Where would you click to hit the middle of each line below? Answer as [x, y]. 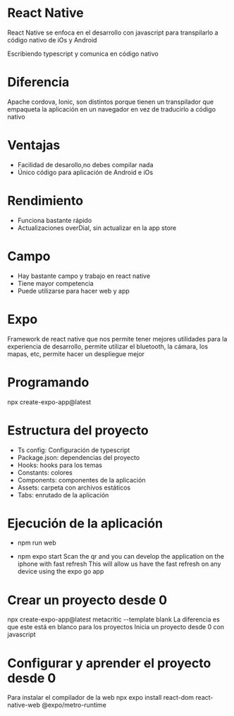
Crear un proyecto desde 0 [87, 600]
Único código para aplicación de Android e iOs [85, 172]
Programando [48, 382]
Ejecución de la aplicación [85, 523]
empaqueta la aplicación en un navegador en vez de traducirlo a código [112, 109]
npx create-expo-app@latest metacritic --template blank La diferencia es [113, 619]
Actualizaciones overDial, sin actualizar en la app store [97, 228]
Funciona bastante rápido [55, 220]
